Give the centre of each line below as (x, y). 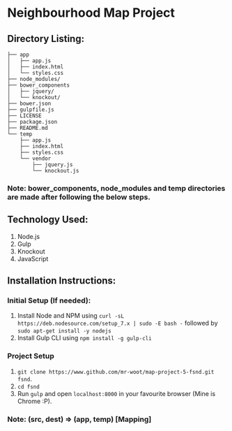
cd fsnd (28, 387)
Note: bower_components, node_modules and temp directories (116, 188)
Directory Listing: (46, 39)
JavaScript (33, 258)
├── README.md (28, 128)
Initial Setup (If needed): (49, 300)
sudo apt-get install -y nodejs (64, 331)
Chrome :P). (34, 401)
